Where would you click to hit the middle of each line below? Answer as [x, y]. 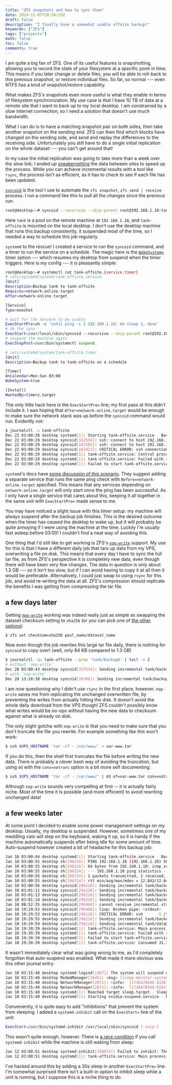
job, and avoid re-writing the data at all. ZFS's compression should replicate [85, 581]
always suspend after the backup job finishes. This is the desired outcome [84, 516]
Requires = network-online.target [40, 291]
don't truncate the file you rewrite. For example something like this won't [82, 731]
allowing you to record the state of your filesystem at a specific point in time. [86, 68]
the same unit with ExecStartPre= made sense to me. [61, 501]
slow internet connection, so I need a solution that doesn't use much [78, 111]
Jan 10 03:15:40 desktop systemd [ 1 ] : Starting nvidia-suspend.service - [84, 997]
